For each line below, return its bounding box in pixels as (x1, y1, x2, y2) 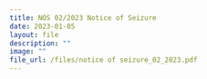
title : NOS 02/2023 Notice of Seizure (9, 13, 157, 23)
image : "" (9, 47, 47, 56)
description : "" (9, 38, 71, 48)
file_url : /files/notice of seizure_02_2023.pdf (9, 55, 198, 64)
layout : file (9, 30, 59, 39)
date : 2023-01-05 (9, 22, 76, 31)
